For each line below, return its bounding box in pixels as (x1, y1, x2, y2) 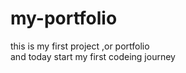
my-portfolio (10, 7, 118, 30)
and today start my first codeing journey (10, 50, 176, 62)
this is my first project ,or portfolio (10, 40, 150, 52)
